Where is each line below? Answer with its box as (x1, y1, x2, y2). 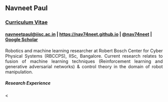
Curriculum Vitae (5, 19, 48, 26)
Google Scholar (5, 36, 38, 42)
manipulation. (5, 69, 33, 75)
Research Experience (5, 80, 51, 86)
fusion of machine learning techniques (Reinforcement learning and (5, 58, 163, 64)
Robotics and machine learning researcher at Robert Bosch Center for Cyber (5, 47, 163, 54)
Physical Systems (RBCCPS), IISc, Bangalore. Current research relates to (5, 53, 163, 59)
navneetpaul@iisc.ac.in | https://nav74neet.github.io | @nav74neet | (5, 31, 152, 37)
